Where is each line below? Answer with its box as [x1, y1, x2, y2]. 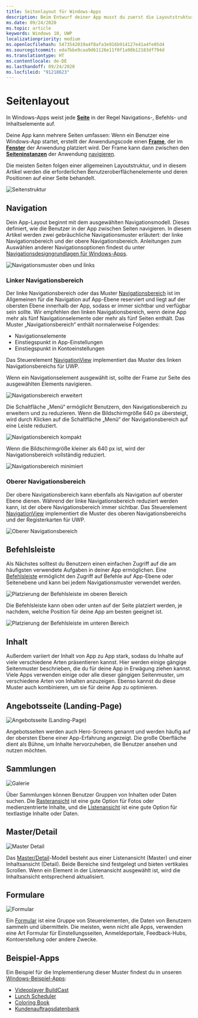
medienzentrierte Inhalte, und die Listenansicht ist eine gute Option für [6, 804, 178, 811]
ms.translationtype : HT [6, 53, 65, 58]
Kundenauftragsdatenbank [14, 1005, 80, 1013]
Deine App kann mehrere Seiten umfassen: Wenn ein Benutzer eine [6, 132, 170, 139]
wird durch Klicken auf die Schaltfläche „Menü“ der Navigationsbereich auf [6, 416, 189, 423]
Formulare [6, 890, 45, 900]
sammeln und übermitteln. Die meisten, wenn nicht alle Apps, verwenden [6, 924, 184, 931]
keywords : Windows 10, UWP [6, 31, 72, 37]
